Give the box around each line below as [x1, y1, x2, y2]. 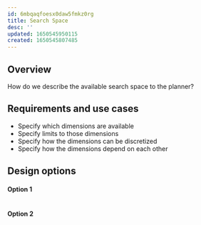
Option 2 [7, 209, 33, 218]
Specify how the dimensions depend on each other [17, 144, 169, 153]
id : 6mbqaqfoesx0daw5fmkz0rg [7, 10, 94, 18]
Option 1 [7, 184, 33, 193]
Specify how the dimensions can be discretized [17, 137, 158, 145]
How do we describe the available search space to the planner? [7, 82, 195, 90]
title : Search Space [7, 17, 69, 24]
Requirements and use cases [7, 103, 139, 115]
